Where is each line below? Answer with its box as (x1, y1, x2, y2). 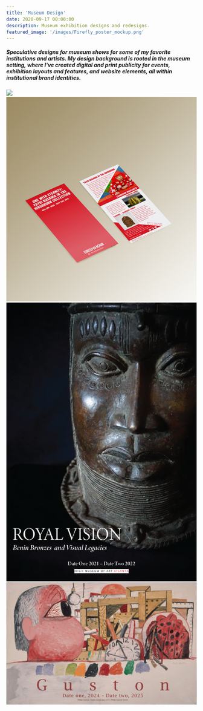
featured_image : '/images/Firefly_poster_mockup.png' (6, 29, 145, 35)
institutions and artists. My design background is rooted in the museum (6, 54, 190, 62)
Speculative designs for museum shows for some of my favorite (6, 48, 171, 56)
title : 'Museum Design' (6, 10, 66, 16)
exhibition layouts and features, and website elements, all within (6, 67, 172, 75)
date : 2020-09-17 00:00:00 (6, 16, 74, 22)
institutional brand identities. (6, 74, 82, 81)
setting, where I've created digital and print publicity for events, (6, 61, 170, 68)
